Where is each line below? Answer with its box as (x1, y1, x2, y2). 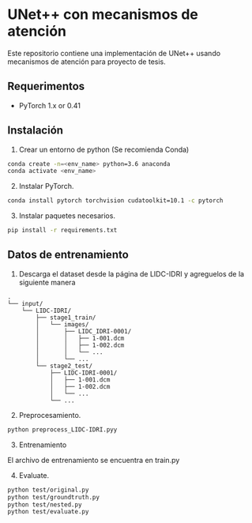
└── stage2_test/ (36, 362, 92, 370)
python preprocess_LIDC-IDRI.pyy (7, 425, 118, 434)
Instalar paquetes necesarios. (18, 211, 116, 220)
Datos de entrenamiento (7, 248, 130, 261)
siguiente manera (18, 277, 76, 287)
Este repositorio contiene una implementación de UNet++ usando (7, 48, 221, 58)
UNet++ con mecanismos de (7, 6, 198, 24)
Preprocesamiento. (18, 410, 81, 420)
